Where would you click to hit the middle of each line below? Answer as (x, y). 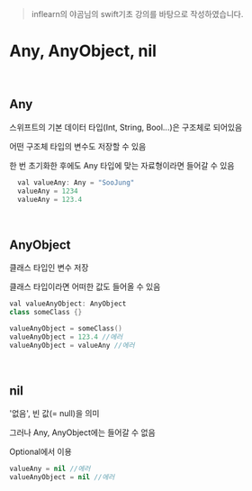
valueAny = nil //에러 (50, 469)
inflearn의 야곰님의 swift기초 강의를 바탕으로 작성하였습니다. (137, 14)
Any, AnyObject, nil (83, 51)
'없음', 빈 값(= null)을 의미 (54, 414)
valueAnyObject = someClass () (66, 328)
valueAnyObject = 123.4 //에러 (66, 337)
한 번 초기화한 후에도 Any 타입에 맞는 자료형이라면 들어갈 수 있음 (122, 165)
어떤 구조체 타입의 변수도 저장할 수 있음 (78, 146)
